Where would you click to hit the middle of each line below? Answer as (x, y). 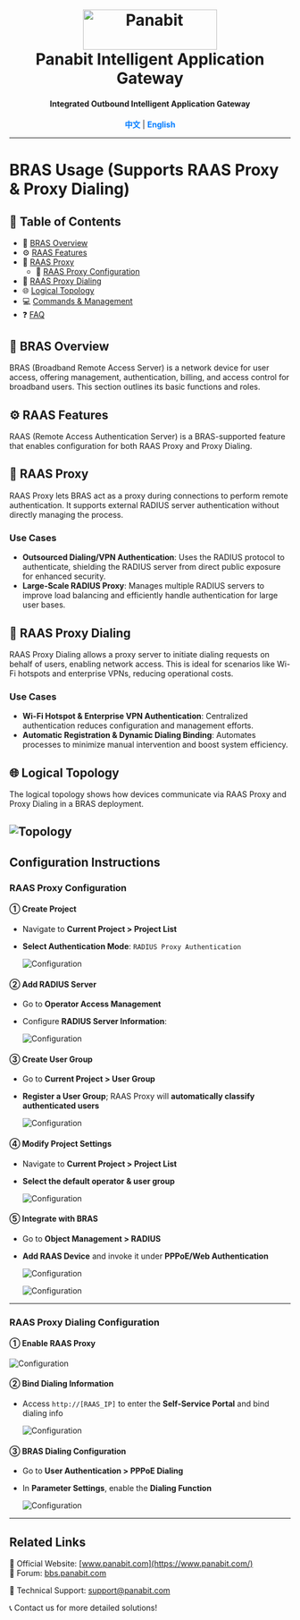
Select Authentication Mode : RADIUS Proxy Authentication (132, 946)
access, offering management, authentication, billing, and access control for (150, 377)
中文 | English (150, 124)
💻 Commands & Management (77, 301)
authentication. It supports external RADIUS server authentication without (144, 505)
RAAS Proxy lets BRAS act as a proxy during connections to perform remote (149, 496)
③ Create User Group (51, 1059)
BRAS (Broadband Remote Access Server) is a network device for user (139, 368)
